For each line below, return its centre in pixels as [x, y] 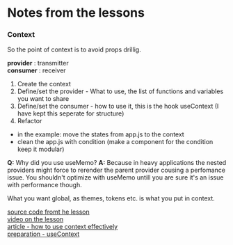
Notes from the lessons [76, 13]
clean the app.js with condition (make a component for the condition [115, 142]
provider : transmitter [38, 63]
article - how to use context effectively [63, 227]
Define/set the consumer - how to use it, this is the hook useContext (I [118, 106]
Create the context [44, 84]
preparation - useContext [43, 234]
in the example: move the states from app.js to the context [101, 134]
